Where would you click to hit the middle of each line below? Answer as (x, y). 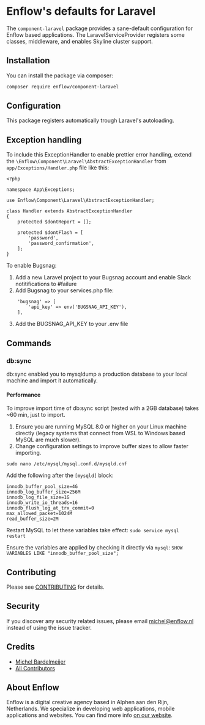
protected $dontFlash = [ (50, 233)
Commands (29, 343)
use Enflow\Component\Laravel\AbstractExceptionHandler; (80, 201)
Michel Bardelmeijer (40, 662)
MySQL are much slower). (48, 440)
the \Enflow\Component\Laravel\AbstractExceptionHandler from (86, 161)
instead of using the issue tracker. (49, 627)
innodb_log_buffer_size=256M (43, 492)
